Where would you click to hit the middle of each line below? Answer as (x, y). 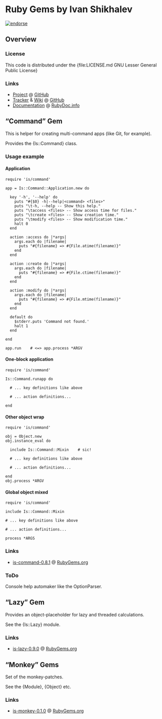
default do (21, 317)
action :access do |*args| (38, 237)
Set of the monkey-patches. (34, 677)
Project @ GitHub (31, 94)
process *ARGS (20, 538)
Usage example (25, 156)
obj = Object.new (24, 437)
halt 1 (21, 326)
